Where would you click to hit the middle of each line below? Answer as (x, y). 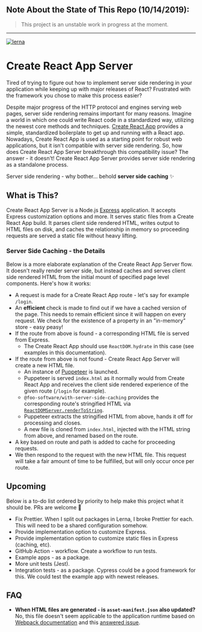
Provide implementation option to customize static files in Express (96, 538)
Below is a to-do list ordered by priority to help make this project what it (95, 501)
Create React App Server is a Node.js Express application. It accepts (91, 210)
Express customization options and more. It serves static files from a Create (100, 216)
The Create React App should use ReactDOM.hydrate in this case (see (109, 346)
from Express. (32, 340)
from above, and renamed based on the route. (81, 435)
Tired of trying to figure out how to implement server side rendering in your (99, 82)
